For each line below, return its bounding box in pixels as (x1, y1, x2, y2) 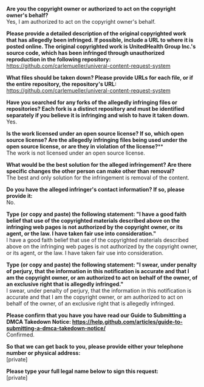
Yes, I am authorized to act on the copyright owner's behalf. (6, 18, 156, 25)
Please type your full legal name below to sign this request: (6, 368, 159, 375)
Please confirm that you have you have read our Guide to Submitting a (6, 312, 186, 319)
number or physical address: (6, 349, 81, 357)
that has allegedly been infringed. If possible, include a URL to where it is (6, 37, 194, 43)
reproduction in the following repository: (6, 56, 111, 63)
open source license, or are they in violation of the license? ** (6, 143, 164, 150)
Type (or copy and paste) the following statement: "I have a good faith (6, 211, 187, 218)
